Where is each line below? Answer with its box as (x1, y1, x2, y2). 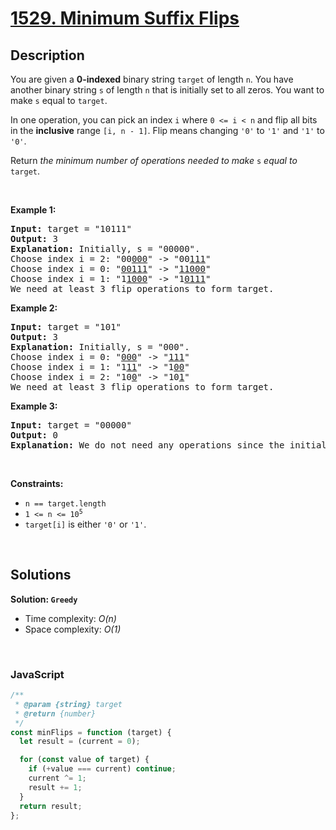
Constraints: (10, 478, 64, 489)
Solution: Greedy (10, 593, 78, 605)
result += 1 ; (28, 782, 83, 792)
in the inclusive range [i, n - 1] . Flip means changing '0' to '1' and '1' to (10, 125, 325, 136)
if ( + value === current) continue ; (28, 764, 177, 774)
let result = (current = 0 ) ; (19, 737, 141, 747)
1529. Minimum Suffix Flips (10, 7, 240, 30)
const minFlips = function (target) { (10, 727, 172, 737)
